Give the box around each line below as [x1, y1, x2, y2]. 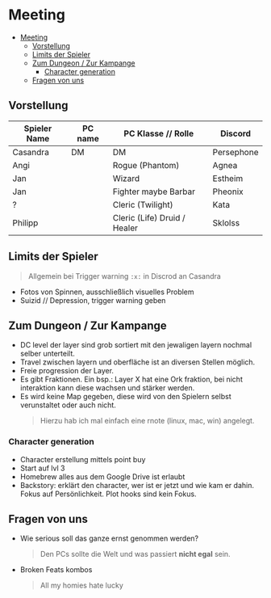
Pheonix [212, 186, 244, 197]
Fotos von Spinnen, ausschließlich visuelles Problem [19, 287, 195, 297]
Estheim [212, 172, 244, 183]
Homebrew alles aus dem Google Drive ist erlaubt [19, 471, 186, 482]
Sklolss [212, 217, 240, 228]
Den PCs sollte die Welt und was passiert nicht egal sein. [40, 550, 231, 559]
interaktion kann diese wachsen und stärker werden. [19, 383, 195, 393]
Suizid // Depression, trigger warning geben [19, 295, 166, 305]
